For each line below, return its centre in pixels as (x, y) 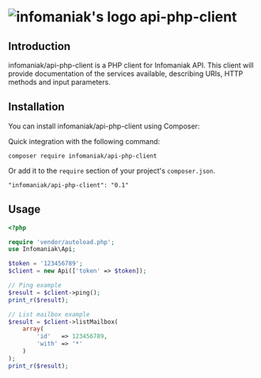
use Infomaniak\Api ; (42, 250)
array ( (33, 329)
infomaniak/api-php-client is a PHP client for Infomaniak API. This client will (131, 65)
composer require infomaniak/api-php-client (83, 156)
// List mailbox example (49, 314)
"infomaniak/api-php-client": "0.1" (68, 185)
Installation (36, 107)
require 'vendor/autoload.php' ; (61, 242)
